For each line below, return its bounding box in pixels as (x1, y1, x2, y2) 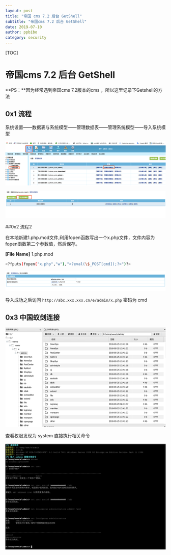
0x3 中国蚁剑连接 (5, 313, 60, 322)
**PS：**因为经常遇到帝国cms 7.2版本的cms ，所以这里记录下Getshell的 (5, 87, 158, 93)
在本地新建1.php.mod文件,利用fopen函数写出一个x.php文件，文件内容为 (5, 234, 155, 241)
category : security (5, 35, 47, 40)
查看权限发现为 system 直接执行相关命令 (5, 433, 90, 439)
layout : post (5, 8, 33, 13)
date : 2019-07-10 (5, 24, 42, 30)
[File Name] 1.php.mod (5, 251, 53, 257)
